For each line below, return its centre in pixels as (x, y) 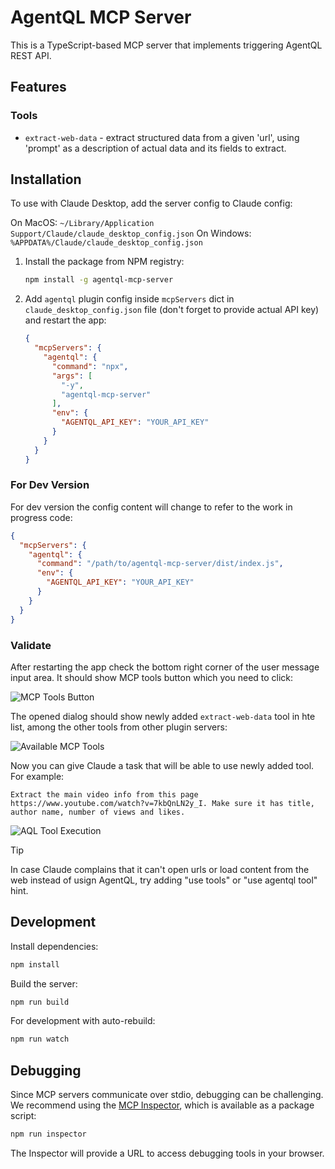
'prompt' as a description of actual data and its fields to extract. (155, 148)
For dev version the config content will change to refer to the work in (151, 507)
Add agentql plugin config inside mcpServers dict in (129, 299)
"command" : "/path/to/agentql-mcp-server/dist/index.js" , (160, 564)
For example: (37, 776)
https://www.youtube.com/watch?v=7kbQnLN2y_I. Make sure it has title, (162, 803)
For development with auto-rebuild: (83, 1021)
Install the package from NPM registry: (104, 262)
